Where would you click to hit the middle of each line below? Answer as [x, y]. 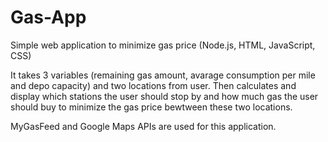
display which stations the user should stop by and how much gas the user [164, 96]
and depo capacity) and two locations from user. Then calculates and [153, 85]
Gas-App [48, 17]
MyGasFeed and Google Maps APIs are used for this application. [143, 126]
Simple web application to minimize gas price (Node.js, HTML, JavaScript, [163, 45]
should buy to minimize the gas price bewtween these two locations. [151, 107]
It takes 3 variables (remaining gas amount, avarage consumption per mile [163, 75]
